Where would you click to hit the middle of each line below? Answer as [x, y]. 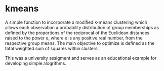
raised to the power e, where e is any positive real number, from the [74, 38]
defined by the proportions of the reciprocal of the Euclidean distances [77, 33]
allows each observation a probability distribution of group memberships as [82, 27]
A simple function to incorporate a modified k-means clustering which [76, 22]
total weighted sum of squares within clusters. [52, 48]
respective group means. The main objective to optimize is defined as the [80, 43]
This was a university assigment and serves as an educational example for [81, 58]
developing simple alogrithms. [36, 63]
